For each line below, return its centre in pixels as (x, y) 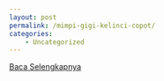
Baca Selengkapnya (45, 67)
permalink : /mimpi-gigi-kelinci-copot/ (82, 26)
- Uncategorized (55, 42)
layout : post (33, 17)
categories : (31, 33)
